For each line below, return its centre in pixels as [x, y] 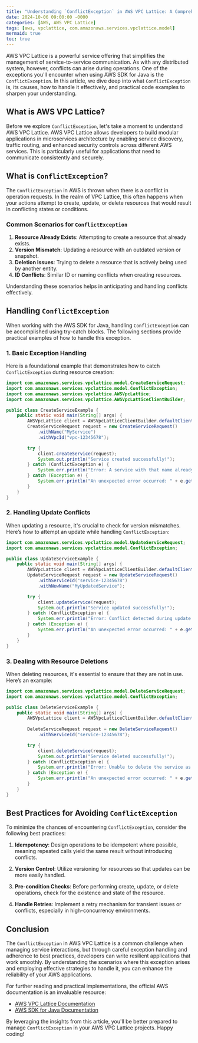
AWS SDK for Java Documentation [57, 1010]
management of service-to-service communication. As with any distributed [97, 62]
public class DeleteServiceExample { [52, 707]
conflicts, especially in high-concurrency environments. [82, 911]
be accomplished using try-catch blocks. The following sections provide [94, 332]
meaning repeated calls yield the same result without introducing [93, 851]
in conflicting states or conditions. [47, 209]
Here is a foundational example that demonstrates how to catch [83, 366]
